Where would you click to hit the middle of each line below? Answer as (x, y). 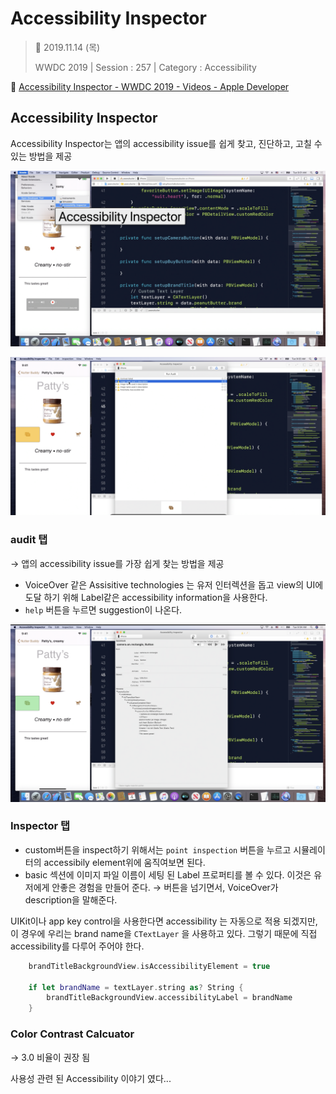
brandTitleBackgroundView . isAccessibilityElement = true (149, 966)
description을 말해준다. (71, 899)
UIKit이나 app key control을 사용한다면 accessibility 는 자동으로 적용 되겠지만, (164, 921)
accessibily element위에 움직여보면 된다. (124, 862)
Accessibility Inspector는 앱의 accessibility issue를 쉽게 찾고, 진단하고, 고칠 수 (166, 143)
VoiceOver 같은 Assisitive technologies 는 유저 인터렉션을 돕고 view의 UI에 (174, 584)
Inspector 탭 (40, 826)
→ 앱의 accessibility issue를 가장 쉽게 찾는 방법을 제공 (117, 563)
